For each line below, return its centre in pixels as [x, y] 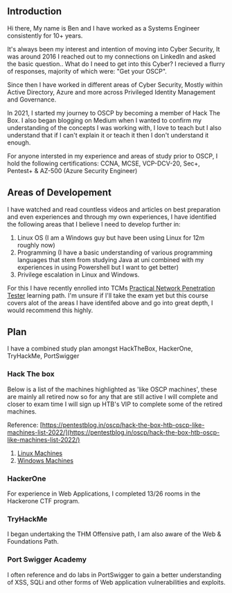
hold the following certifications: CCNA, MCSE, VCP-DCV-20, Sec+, [104, 163]
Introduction [35, 11]
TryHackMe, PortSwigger [43, 356]
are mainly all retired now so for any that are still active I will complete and [113, 396]
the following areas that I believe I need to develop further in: [94, 224]
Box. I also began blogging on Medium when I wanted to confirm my [105, 120]
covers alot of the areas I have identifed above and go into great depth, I [110, 302]
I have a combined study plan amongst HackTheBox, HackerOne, [100, 349]
